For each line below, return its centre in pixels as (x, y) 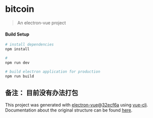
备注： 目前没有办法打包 (41, 93)
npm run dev (17, 63)
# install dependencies (30, 45)
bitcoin (20, 9)
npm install (17, 49)
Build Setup (17, 34)
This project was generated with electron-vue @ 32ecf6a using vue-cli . (76, 105)
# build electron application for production (53, 72)
